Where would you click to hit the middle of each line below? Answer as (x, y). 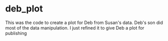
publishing (16, 33)
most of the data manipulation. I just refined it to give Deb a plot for (75, 27)
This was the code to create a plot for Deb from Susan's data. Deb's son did (84, 22)
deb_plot (24, 9)
